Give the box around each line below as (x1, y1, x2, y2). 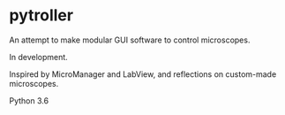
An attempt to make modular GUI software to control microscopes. (9, 34, 251, 45)
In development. (9, 51, 68, 62)
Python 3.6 (9, 95, 49, 106)
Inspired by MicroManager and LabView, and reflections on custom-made (9, 68, 277, 80)
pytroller (9, 5, 73, 26)
